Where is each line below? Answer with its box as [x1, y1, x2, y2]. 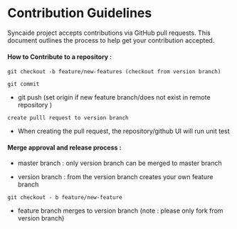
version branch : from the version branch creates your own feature [17, 173, 214, 181]
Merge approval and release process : [7, 143, 122, 151]
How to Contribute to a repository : [7, 52, 112, 61]
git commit [7, 80, 40, 88]
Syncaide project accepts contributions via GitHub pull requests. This [7, 28, 211, 37]
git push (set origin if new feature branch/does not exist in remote [17, 93, 211, 102]
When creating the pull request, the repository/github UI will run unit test [17, 127, 230, 136]
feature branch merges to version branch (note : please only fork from [17, 206, 223, 215]
